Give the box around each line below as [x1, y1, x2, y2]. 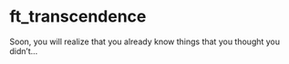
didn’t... [9, 45, 38, 56]
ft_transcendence [9, 6, 147, 27]
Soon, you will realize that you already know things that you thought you [9, 36, 281, 47]
